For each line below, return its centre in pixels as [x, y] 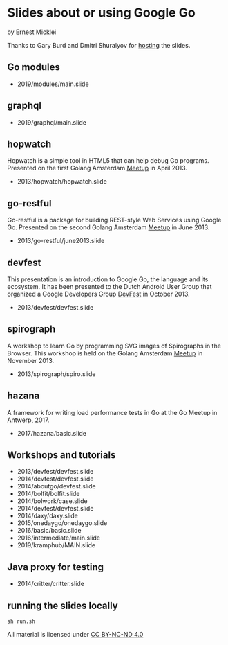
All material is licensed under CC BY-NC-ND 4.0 [75, 635]
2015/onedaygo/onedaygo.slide [62, 523]
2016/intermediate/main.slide [58, 538]
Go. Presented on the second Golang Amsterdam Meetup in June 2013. [108, 227]
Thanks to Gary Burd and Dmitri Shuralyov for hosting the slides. [99, 45]
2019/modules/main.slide [53, 84]
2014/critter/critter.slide [51, 584]
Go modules [34, 67]
